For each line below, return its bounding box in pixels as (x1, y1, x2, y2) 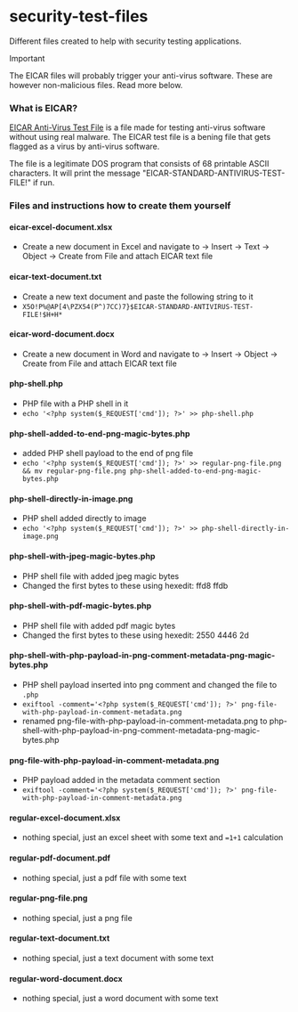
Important (9, 53, 45, 63)
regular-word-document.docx (9, 973, 123, 983)
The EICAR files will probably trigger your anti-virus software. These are (9, 69, 273, 81)
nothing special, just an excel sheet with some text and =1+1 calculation (21, 832, 284, 843)
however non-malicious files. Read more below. (9, 79, 183, 90)
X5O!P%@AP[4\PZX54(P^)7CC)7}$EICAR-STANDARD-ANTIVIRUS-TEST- (21, 302, 254, 311)
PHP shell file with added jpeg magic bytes (21, 570, 180, 581)
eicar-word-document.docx (9, 329, 115, 339)
